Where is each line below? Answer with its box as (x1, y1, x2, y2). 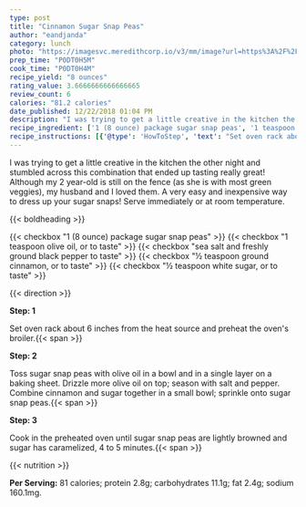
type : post (9, 13, 51, 23)
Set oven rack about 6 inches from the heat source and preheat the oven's (9, 323, 290, 334)
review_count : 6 (9, 89, 71, 98)
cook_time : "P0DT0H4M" (9, 65, 96, 74)
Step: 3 (9, 414, 38, 425)
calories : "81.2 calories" (9, 98, 112, 108)
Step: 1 (9, 305, 36, 316)
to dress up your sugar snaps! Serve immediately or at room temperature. (9, 195, 285, 206)
